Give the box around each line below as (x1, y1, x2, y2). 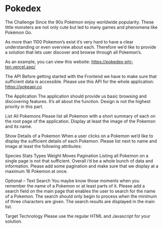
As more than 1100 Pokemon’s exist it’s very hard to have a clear (5, 39, 134, 44)
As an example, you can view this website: (5, 59, 90, 64)
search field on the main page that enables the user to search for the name (5, 188, 156, 194)
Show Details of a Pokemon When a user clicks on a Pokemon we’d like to (5, 133, 154, 139)
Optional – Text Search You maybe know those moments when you (5, 178, 140, 184)
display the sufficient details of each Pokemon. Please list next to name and (5, 138, 157, 144)
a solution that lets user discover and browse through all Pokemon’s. (5, 49, 143, 55)
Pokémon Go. (5, 29, 33, 35)
